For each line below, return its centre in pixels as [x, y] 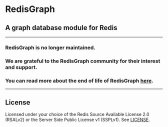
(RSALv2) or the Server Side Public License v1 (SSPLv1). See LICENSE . [77, 119]
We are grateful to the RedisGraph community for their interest [83, 61]
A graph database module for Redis [61, 28]
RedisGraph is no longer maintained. [50, 47]
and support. [21, 67]
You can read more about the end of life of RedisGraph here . [79, 80]
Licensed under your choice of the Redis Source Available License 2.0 [77, 114]
